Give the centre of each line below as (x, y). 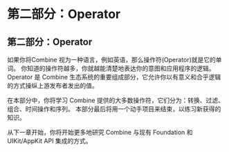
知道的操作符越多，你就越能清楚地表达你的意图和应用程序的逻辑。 (121, 68)
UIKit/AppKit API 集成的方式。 (49, 141)
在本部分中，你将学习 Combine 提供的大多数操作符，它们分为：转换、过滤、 (116, 100)
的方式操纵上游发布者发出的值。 (53, 86)
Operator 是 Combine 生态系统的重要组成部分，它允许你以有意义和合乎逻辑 (114, 77)
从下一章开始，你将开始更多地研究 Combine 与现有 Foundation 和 (100, 132)
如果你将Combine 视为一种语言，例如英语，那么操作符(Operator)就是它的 (112, 60)
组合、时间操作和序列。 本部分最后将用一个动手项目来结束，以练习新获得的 (114, 109)
